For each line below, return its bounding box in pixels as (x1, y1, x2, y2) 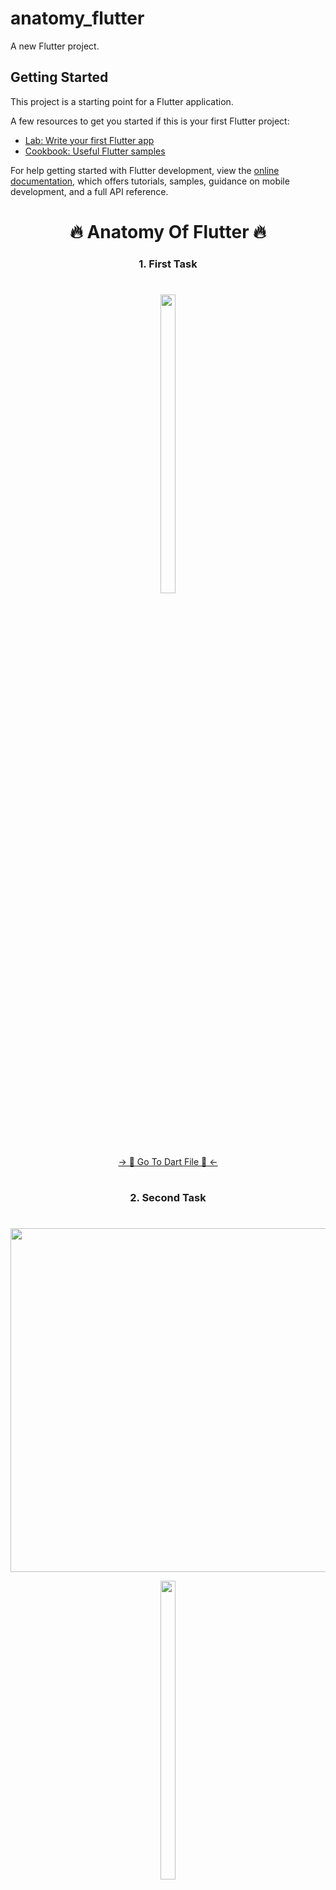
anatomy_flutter (10, 7, 145, 30)
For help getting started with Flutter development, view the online (10, 164, 280, 176)
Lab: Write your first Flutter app (24, 134, 155, 146)
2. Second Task (129, 1191, 207, 1205)
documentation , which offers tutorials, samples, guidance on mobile (10, 175, 290, 187)
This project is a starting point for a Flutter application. (10, 95, 234, 107)
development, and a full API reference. (10, 185, 169, 197)
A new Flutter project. (10, 40, 100, 52)
